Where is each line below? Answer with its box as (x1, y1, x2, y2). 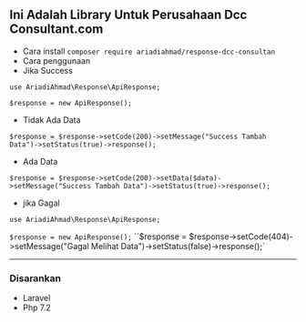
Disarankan (9, 272, 62, 285)
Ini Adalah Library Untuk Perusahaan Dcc (9, 7, 248, 23)
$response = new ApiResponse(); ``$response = (9, 231, 188, 242)
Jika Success (22, 65, 73, 75)
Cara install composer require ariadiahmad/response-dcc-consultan (22, 45, 276, 56)
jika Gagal (22, 197, 61, 208)
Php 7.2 (22, 302, 52, 313)
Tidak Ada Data (22, 114, 81, 126)
